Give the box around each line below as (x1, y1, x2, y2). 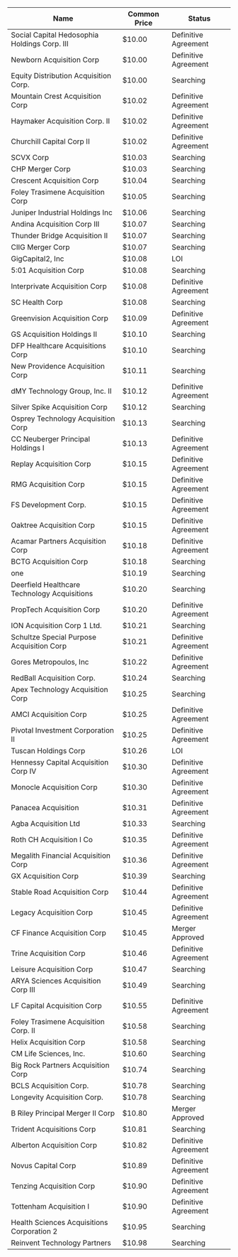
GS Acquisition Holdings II (11, 330, 98, 339)
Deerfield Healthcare (11, 580, 81, 589)
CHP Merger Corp (11, 164, 71, 173)
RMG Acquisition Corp (11, 480, 85, 489)
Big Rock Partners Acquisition (11, 1060, 110, 1070)
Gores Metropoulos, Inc (11, 657, 89, 667)
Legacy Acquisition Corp (11, 907, 93, 917)
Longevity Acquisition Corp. (11, 1092, 104, 1102)
